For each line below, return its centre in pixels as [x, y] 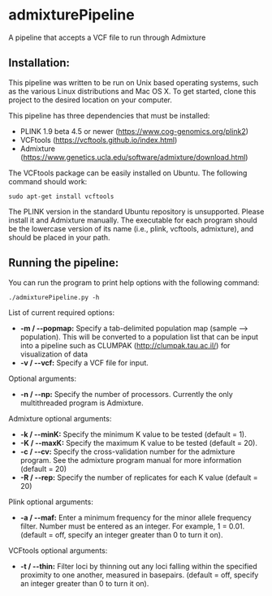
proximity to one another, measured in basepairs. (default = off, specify [139, 575]
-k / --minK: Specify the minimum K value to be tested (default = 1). [133, 434]
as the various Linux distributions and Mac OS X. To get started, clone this [132, 91]
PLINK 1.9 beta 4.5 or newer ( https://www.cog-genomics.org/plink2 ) [134, 131]
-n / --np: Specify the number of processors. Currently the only [126, 394]
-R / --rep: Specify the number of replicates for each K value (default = [139, 477]
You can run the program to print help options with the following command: [134, 283]
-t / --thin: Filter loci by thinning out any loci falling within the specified [138, 566]
